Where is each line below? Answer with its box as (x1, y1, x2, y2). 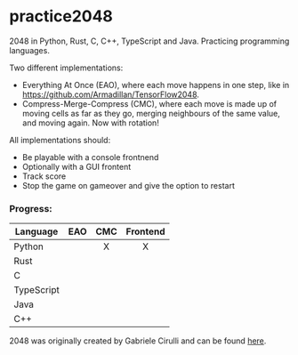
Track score (21, 171, 67, 182)
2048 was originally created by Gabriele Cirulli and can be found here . (9, 335, 267, 346)
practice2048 (9, 6, 114, 27)
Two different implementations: (9, 62, 124, 73)
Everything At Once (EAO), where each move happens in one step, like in (21, 79, 290, 90)
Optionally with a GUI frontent (21, 161, 132, 172)
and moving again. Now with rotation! (21, 117, 160, 128)
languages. (9, 44, 51, 55)
